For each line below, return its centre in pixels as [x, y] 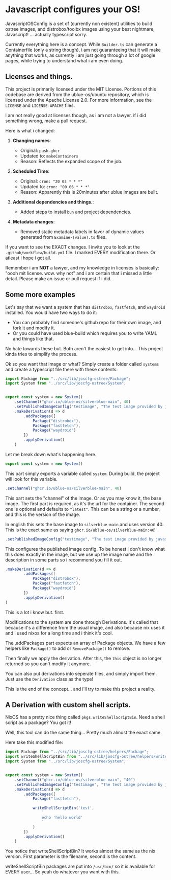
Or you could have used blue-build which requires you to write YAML [85, 333]
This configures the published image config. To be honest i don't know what [85, 549]
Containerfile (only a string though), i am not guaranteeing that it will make [83, 50]
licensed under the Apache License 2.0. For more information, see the [79, 100]
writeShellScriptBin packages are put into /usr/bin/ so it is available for [80, 866]
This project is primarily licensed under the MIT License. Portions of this [81, 89]
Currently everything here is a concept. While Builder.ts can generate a [81, 44]
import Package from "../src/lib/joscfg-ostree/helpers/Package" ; [77, 752]
